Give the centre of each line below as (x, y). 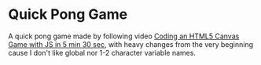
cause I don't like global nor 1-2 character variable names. (102, 52)
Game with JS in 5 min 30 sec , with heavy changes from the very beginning (131, 44)
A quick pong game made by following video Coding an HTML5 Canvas (124, 36)
